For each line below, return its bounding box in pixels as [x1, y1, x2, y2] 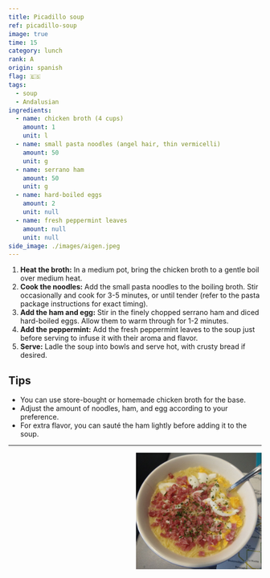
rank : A [8, 55, 35, 64]
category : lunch [8, 47, 63, 55]
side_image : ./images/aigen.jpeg [8, 242, 121, 250]
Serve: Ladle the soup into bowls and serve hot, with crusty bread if [19, 342, 246, 351]
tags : [8, 80, 27, 88]
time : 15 [8, 39, 38, 47]
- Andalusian [15, 97, 59, 106]
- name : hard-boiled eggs [15, 191, 103, 199]
